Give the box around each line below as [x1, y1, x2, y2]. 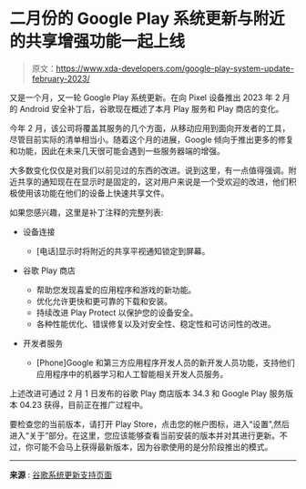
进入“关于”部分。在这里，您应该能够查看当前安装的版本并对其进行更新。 [9, 430, 280, 441]
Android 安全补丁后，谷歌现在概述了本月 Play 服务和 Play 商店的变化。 [19, 103, 284, 114]
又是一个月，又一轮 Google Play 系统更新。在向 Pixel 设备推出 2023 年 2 [9, 92, 280, 103]
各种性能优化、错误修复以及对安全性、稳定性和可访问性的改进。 [36, 318, 276, 329]
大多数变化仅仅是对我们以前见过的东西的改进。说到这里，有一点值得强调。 [9, 165, 289, 176]
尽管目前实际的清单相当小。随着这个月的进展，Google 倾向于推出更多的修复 [9, 134, 294, 145]
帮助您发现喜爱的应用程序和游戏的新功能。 [36, 284, 197, 295]
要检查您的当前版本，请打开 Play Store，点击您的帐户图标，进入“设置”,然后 [9, 418, 290, 429]
